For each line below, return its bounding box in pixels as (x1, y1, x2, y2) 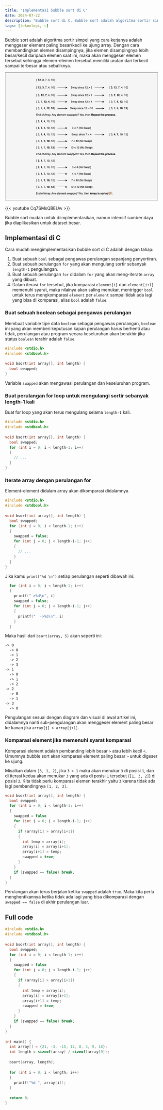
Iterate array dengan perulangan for (5, 477, 91, 484)
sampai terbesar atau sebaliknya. (5, 63, 71, 69)
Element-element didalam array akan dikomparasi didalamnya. (5, 488, 130, 494)
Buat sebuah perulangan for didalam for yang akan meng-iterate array (12, 272, 155, 277)
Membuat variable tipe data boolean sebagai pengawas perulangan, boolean (5, 320, 157, 326)
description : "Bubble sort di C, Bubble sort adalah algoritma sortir (5, 18, 151, 23)
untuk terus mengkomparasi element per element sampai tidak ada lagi (12, 292, 153, 298)
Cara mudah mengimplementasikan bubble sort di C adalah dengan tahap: (5, 246, 154, 252)
